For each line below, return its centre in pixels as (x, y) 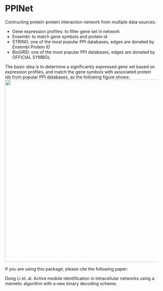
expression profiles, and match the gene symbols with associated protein (78, 72)
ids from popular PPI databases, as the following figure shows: (67, 77)
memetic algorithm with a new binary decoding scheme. (61, 283)
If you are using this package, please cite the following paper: (67, 269)
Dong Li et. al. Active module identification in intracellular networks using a (80, 278)
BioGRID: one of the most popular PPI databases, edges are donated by (83, 52)
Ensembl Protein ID (31, 47)
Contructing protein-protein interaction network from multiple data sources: (81, 22)
